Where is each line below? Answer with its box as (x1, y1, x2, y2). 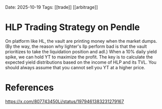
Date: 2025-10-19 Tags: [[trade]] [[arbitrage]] (5, 4, 98, 10)
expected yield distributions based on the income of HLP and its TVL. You (5, 59, 157, 65)
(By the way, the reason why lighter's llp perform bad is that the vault (5, 43, 147, 49)
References (5, 82, 54, 94)
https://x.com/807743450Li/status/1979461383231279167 (5, 98, 124, 104)
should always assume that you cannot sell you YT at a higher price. (5, 64, 146, 70)
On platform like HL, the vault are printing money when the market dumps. (5, 38, 158, 44)
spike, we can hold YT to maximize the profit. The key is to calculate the (5, 54, 153, 60)
